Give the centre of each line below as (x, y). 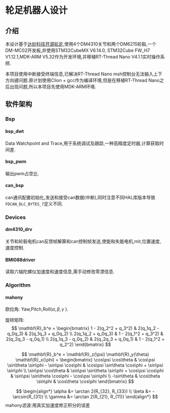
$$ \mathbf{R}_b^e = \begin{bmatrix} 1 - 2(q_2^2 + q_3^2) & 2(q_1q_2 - (85, 328)
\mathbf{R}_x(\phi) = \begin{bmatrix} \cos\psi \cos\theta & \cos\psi (85, 360)
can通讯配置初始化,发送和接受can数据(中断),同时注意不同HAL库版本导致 (80, 197)
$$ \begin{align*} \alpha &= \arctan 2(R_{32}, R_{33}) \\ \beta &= (83, 391)
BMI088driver (20, 260)
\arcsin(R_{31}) (28, 397)
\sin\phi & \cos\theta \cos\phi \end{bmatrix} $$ (85, 381)
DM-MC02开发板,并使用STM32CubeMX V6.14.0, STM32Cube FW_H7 (78, 50)
